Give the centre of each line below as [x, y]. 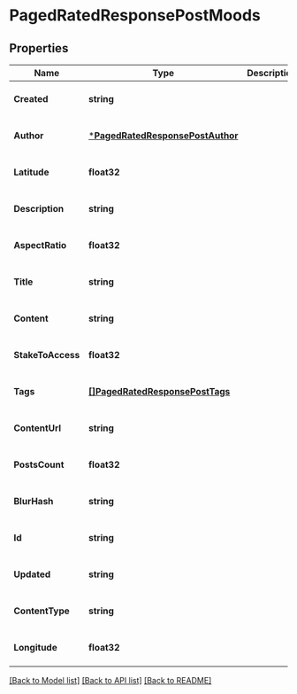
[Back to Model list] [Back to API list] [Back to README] [110, 680]
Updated [32, 574]
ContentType [42, 611]
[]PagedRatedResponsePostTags [159, 391]
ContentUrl [38, 428]
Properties [39, 48]
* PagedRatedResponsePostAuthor [163, 136]
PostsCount [39, 464]
